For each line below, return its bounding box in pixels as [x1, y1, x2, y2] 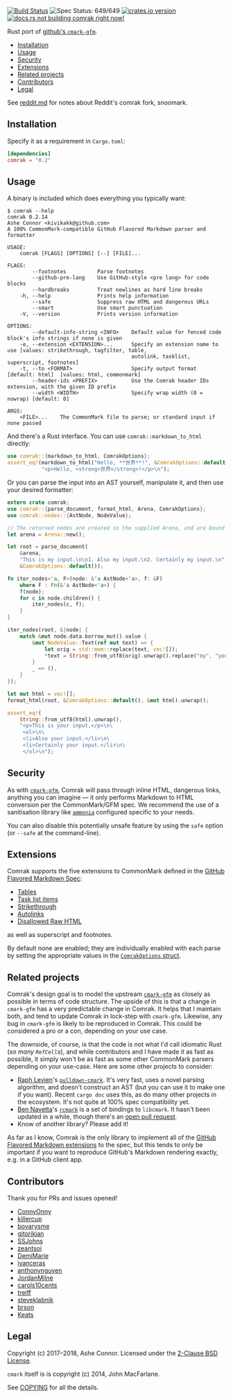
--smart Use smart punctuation [32, 305, 163, 312]
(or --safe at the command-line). [7, 828, 101, 837]
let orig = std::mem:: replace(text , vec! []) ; [44, 645, 178, 653]
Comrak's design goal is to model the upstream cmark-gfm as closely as [7, 990, 211, 998]
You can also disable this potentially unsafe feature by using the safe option [7, 821, 224, 830]
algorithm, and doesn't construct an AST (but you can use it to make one [17, 1083, 225, 1092]
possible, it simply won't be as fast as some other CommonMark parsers [7, 1055, 214, 1063]
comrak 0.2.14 [7, 213, 49, 221]
